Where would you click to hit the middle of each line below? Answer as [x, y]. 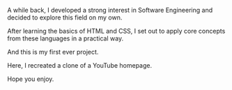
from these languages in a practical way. [65, 38]
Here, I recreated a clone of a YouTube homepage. [80, 65]
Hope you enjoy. [31, 79]
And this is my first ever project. [53, 52]
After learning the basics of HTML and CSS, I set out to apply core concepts [116, 31]
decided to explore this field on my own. [65, 17]
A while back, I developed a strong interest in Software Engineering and [110, 10]
